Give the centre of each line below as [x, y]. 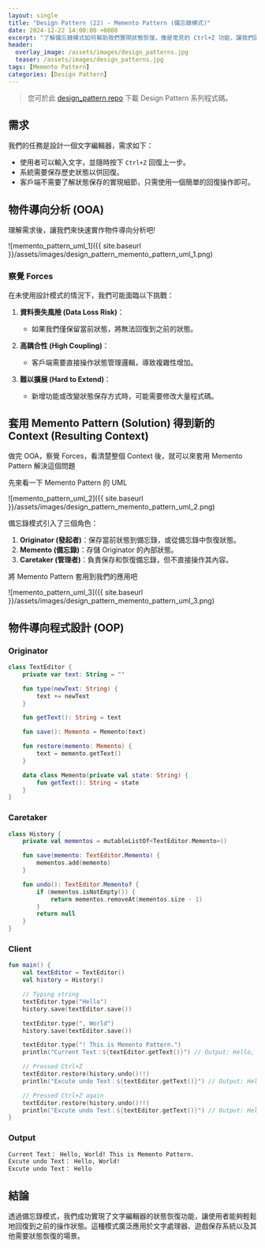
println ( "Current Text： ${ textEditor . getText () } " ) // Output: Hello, [138, 1053]
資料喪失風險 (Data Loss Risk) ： [72, 312]
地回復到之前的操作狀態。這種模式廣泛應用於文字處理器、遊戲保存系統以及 [129, 1226]
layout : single [33, 15]
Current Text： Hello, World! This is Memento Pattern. [101, 1154]
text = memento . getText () [79, 754]
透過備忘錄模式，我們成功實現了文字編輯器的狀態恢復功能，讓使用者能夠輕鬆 [132, 1216]
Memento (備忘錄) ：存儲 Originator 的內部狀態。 [99, 550]
